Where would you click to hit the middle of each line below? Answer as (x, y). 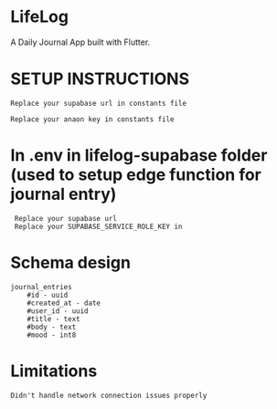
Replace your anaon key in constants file (92, 119)
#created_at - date (64, 303)
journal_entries (41, 287)
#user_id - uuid (58, 311)
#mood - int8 (52, 335)
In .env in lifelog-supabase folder (139, 156)
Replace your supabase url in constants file (98, 103)
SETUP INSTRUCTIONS (100, 79)
